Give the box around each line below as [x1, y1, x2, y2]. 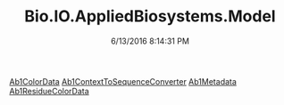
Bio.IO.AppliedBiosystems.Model [24, 6, 276, 27]
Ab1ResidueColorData [9, 85, 89, 96]
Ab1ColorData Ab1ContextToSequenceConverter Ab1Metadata [9, 76, 237, 86]
